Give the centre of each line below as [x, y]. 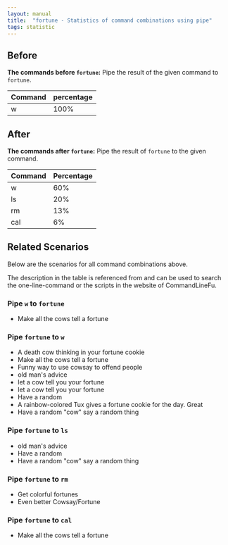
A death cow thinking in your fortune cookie [81, 352]
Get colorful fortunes [48, 494]
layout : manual [30, 14]
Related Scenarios [48, 247]
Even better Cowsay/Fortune [59, 502]
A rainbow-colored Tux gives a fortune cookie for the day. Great [110, 405]
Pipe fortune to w [36, 337]
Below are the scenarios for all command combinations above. [97, 264]
